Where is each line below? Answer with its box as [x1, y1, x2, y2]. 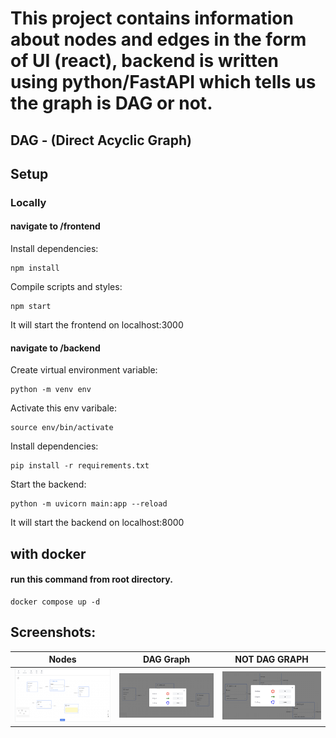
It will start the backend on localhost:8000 [10, 517, 185, 529]
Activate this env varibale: [10, 402, 118, 414]
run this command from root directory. [10, 573, 173, 586]
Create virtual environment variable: [10, 364, 158, 376]
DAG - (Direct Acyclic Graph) [10, 132, 192, 149]
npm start [10, 302, 52, 312]
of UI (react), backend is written [10, 50, 279, 72]
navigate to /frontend [10, 220, 101, 232]
